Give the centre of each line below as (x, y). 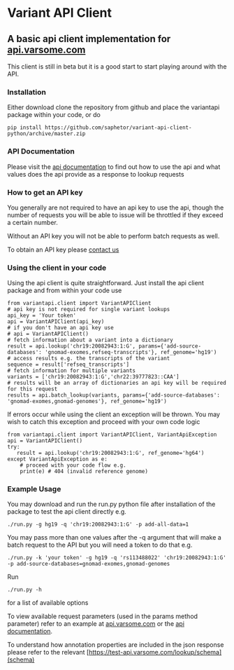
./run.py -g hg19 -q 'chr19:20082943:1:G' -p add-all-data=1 (98, 525)
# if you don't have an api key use (60, 328)
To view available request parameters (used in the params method (102, 616)
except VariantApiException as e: (58, 459)
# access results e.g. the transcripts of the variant (89, 359)
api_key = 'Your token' (42, 316)
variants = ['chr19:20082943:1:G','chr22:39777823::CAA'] (93, 377)
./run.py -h (24, 590)
